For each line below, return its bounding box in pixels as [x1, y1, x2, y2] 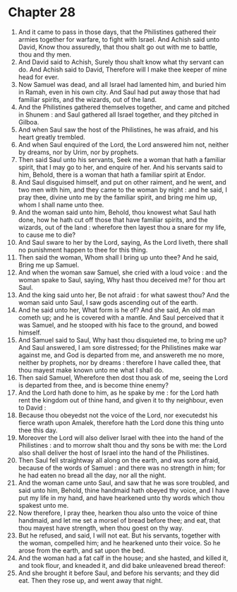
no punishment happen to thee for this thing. [18, 245, 148, 254]
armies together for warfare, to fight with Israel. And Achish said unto [18, 35, 220, 43]
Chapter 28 [8, 4, 76, 21]
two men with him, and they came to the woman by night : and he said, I [18, 185, 228, 194]
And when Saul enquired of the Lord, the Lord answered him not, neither [18, 140, 229, 149]
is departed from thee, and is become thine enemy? [18, 381, 169, 389]
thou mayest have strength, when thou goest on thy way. [18, 523, 184, 532]
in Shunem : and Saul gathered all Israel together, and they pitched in [18, 110, 219, 119]
